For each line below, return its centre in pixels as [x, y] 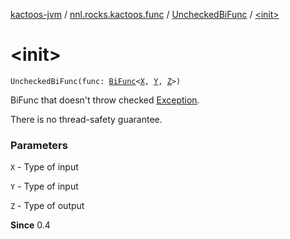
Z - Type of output [47, 206]
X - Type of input [44, 167]
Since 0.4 [30, 225]
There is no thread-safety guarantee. [86, 119]
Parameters [39, 145]
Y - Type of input [44, 186]
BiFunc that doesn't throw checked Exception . [105, 100]
